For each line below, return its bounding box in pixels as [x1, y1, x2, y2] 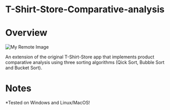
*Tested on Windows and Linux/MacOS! [5, 100, 91, 106]
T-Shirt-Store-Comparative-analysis [5, 4, 165, 15]
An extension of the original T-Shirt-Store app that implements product [5, 54, 155, 60]
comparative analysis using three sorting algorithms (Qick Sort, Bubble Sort [5, 59, 165, 65]
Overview [5, 27, 48, 39]
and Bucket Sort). [5, 65, 42, 71]
